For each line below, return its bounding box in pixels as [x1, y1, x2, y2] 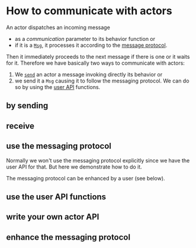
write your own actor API [6, 212, 99, 222]
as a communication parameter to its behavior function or [14, 35, 156, 42]
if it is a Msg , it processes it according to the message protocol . [14, 42, 168, 49]
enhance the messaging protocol [6, 232, 131, 242]
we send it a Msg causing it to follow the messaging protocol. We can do [14, 77, 189, 84]
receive [6, 120, 34, 131]
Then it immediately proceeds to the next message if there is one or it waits [6, 53, 190, 60]
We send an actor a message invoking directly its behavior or [14, 71, 163, 78]
